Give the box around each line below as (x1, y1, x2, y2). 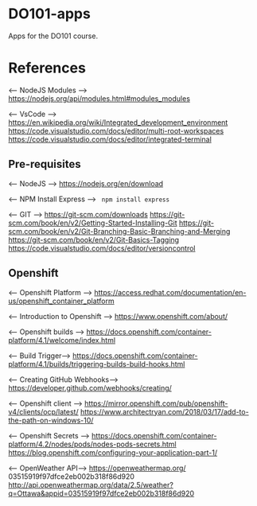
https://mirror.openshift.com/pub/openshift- (84, 399, 228, 408)
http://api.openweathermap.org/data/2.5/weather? (8, 480, 173, 489)
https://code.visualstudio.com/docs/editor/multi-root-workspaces (8, 126, 224, 135)
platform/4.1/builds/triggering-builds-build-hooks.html (8, 359, 185, 368)
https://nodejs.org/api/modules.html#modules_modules (8, 93, 191, 103)
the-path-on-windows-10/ (8, 415, 94, 425)
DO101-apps (8, 5, 92, 23)
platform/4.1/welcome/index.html (8, 335, 116, 344)
